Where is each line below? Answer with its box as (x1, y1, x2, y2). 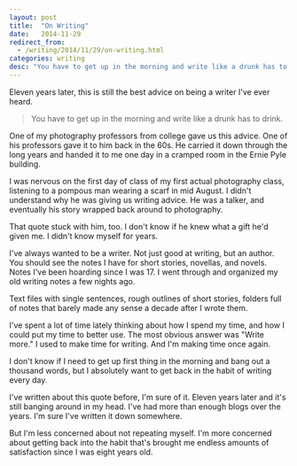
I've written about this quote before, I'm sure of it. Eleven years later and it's (9, 392, 286, 402)
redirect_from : (9, 37, 66, 47)
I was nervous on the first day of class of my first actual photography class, (9, 175, 285, 186)
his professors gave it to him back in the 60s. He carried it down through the (9, 139, 288, 151)
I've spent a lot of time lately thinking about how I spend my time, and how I (9, 320, 285, 330)
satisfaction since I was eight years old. (9, 447, 153, 457)
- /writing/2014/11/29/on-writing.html (17, 46, 165, 55)
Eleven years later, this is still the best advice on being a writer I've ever (9, 86, 270, 97)
